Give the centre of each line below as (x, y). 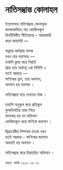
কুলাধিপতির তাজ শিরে (20, 110)
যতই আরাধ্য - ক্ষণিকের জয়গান (27, 137)
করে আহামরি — (17, 40)
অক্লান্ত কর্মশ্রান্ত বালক (19, 50)
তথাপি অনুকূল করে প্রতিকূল (24, 104)
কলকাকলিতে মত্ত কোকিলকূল (25, 29)
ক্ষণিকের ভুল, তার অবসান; (23, 78)
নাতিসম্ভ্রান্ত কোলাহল (31, 10)
